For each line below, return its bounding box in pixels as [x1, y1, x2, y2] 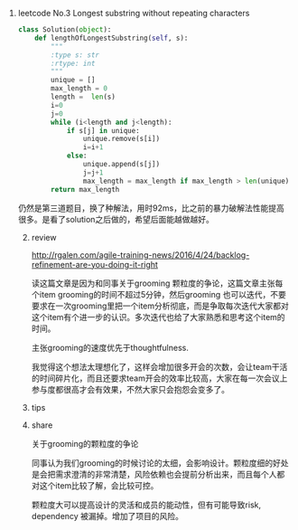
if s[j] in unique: [66, 126, 140, 135]
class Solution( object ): [17, 25, 112, 34]
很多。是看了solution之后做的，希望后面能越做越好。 [17, 213, 214, 224]
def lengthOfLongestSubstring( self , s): [34, 33, 189, 43]
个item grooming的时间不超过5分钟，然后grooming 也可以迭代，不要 [31, 289, 286, 299]
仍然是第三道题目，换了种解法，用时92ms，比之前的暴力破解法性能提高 [17, 203, 284, 213]
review [31, 232, 57, 242]
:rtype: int [51, 59, 96, 68]
